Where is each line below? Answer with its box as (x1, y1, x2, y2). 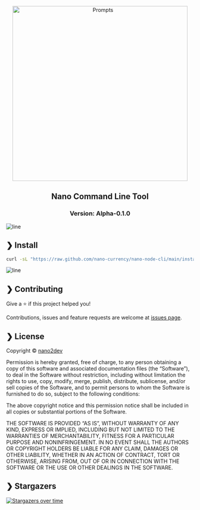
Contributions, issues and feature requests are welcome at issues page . (6, 314, 183, 321)
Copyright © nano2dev (6, 347, 63, 354)
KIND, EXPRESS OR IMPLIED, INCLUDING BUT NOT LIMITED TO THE (6, 426, 175, 433)
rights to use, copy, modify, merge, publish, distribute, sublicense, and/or (6, 378, 186, 384)
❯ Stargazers (6, 481, 57, 492)
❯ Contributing (6, 284, 64, 294)
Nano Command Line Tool (51, 191, 149, 202)
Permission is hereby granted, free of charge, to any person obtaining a (6, 359, 182, 366)
